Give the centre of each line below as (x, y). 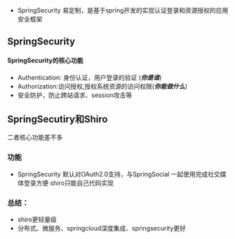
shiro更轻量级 (37, 219)
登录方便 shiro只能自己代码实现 (69, 183)
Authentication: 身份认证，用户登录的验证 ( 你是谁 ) (89, 77)
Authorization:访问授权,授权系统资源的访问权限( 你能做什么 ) (102, 86)
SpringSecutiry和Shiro (58, 119)
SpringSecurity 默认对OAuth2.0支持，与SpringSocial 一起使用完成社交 (119, 174)
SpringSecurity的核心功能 (45, 60)
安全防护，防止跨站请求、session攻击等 (75, 95)
